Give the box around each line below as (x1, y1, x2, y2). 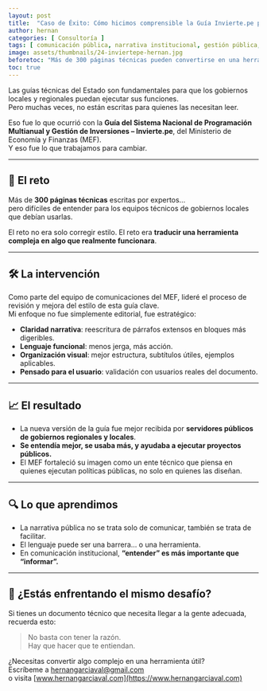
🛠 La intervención (8, 267, 101, 281)
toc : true (8, 64, 41, 72)
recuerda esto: (8, 617, 56, 626)
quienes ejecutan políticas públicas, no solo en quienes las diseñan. (19, 466, 242, 476)
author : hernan (8, 26, 59, 34)
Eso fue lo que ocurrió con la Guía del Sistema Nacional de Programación (8, 117, 253, 128)
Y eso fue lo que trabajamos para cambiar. (8, 143, 148, 152)
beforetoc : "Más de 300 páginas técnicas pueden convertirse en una (8, 57, 240, 65)
